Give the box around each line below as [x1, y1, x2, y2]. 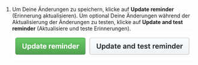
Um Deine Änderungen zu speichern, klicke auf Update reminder [11, 6, 175, 13]
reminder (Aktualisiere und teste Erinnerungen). [11, 25, 131, 32]
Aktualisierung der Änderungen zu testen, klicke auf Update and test [11, 19, 184, 25]
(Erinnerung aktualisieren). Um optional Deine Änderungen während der [11, 12, 191, 19]
